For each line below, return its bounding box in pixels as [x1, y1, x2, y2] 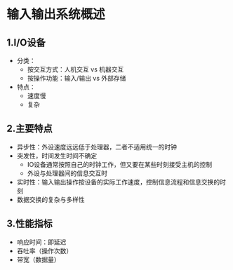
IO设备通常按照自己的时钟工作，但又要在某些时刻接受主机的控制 [27, 160, 213, 168]
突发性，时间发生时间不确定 [16, 151, 98, 160]
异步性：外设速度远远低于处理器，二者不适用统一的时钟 [16, 142, 177, 151]
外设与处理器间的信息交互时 [27, 169, 108, 177]
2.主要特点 [6, 123, 53, 135]
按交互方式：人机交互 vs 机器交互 [27, 65, 124, 74]
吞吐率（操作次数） [16, 246, 73, 255]
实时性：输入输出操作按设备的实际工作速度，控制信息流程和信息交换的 [16, 177, 220, 186]
